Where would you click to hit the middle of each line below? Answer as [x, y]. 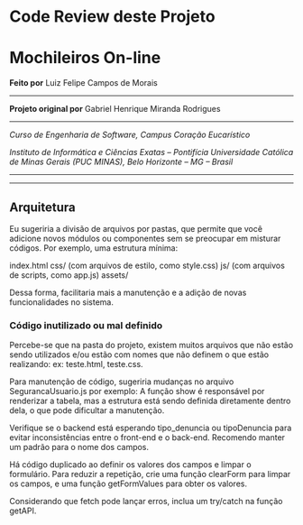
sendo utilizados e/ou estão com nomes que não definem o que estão [139, 355]
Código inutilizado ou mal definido [86, 325]
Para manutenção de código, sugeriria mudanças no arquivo [122, 382]
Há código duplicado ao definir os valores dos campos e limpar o [130, 465]
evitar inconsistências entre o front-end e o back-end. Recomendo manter [147, 437]
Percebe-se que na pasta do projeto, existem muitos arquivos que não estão [151, 345]
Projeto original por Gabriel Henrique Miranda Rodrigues [115, 109]
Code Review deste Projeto [112, 17]
